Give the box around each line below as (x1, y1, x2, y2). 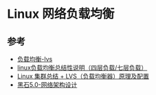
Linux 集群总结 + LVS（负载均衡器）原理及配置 (16, 72, 149, 80)
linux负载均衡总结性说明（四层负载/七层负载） (16, 64, 148, 72)
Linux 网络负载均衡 (7, 6, 115, 22)
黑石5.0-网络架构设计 (16, 81, 78, 89)
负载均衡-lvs (16, 55, 53, 63)
